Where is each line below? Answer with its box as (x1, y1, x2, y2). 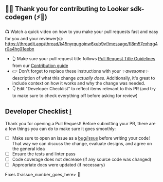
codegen (5, 13, 33, 21)
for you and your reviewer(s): (5, 35, 64, 41)
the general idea (12, 146, 45, 151)
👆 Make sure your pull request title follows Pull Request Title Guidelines (12, 55, 156, 61)
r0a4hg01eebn (5, 46, 35, 51)
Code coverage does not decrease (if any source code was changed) (12, 156, 152, 162)
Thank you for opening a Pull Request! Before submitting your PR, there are (5, 120, 156, 126)
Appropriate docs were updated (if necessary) (12, 162, 106, 167)
